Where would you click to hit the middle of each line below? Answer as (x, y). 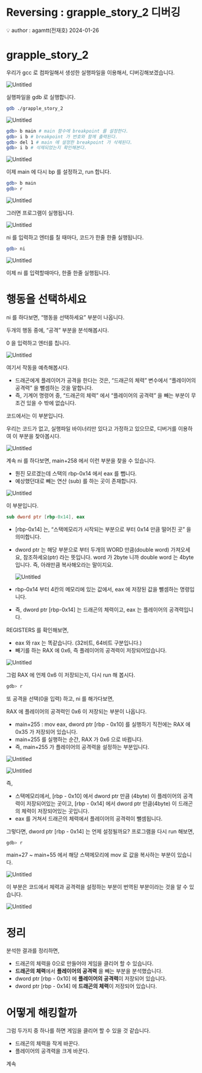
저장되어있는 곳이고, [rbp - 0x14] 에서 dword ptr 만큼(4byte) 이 (102, 803)
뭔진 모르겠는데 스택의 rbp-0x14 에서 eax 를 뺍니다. (76, 473)
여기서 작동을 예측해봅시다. (38, 367)
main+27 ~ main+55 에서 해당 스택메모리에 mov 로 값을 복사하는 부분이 (91, 855)
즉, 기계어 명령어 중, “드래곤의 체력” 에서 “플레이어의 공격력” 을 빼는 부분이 (102, 395)
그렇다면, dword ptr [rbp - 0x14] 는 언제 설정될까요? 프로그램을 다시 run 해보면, (100, 831)
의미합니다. (28, 536)
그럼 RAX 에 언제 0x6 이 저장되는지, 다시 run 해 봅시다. (71, 675)
